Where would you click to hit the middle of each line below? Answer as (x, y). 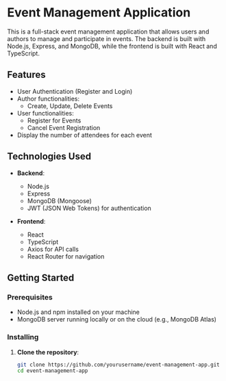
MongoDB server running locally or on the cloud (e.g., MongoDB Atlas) (117, 319)
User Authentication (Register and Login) (75, 91)
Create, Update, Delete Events (70, 106)
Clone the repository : (48, 352)
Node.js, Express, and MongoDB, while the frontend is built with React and (112, 46)
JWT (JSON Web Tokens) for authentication (89, 208)
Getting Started (41, 277)
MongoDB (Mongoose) (60, 200)
